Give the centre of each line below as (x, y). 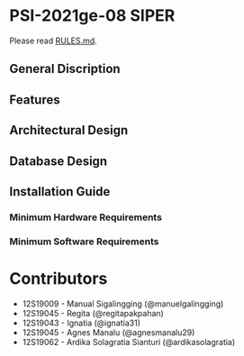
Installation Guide (60, 192)
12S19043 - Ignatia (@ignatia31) (81, 323)
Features (35, 100)
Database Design (59, 161)
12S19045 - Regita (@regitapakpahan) (93, 313)
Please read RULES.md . (53, 41)
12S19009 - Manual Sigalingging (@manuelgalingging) (123, 304)
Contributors (59, 278)
